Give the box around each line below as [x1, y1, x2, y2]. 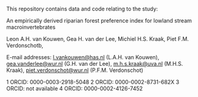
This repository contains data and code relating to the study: [6, 5, 158, 12]
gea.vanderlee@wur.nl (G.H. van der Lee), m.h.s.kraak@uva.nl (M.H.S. [6, 60, 183, 67]
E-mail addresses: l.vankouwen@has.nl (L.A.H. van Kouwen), [6, 54, 160, 60]
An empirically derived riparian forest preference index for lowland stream [6, 17, 192, 24]
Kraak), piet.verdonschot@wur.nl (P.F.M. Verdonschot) [6, 66, 144, 74]
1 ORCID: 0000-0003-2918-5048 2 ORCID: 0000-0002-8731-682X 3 [6, 79, 180, 85]
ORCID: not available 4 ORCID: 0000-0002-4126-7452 [6, 85, 143, 92]
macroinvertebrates [6, 24, 56, 31]
